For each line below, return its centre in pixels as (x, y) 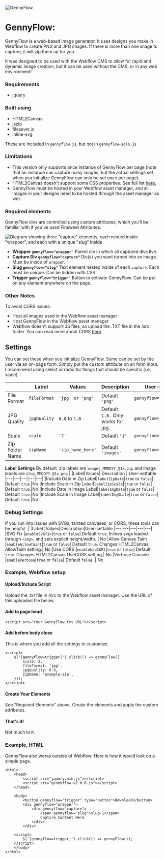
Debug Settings (24, 512)
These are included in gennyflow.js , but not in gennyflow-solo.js (71, 144)
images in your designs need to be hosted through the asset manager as (86, 193)
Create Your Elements (28, 694)
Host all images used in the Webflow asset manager (65, 316)
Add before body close (29, 633)
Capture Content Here (62, 817)
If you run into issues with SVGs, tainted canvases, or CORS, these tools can (82, 523)
